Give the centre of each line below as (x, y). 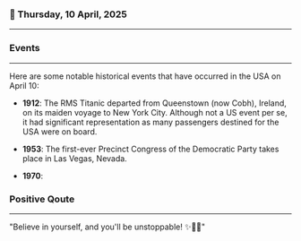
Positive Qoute (42, 199)
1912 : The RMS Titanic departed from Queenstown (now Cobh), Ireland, (154, 103)
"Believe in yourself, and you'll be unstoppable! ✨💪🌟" (107, 227)
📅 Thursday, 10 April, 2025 (69, 14)
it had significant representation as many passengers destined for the (150, 122)
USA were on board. (60, 131)
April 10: (24, 85)
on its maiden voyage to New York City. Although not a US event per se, (155, 112)
